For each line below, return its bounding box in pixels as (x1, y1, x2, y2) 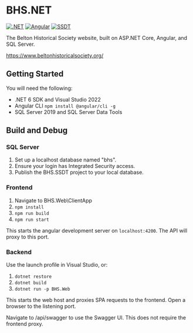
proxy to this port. (6, 233, 49, 240)
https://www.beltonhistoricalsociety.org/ (6, 52, 104, 59)
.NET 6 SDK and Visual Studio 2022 (14, 96, 101, 103)
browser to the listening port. (6, 303, 76, 310)
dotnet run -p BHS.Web (14, 286, 70, 292)
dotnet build (14, 280, 47, 286)
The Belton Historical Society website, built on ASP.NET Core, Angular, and (6, 34, 188, 41)
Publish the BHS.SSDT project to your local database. (14, 169, 144, 176)
